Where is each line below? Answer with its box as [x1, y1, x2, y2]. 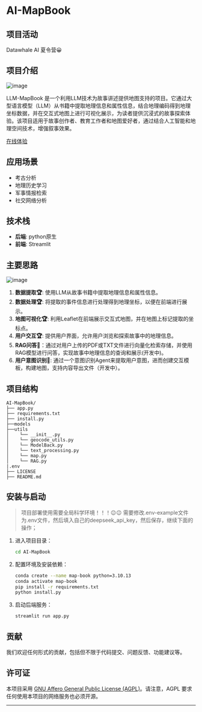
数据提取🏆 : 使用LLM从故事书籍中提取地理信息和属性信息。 [14, 289, 161, 296]
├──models [6, 421, 31, 427]
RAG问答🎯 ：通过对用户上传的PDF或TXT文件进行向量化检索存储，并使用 [14, 342, 192, 349]
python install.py [14, 590, 61, 596]
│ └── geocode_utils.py [6, 437, 74, 443]
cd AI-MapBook [14, 548, 50, 555]
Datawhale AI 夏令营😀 [6, 46, 62, 53]
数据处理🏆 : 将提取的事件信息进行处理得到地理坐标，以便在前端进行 [14, 298, 182, 305]
